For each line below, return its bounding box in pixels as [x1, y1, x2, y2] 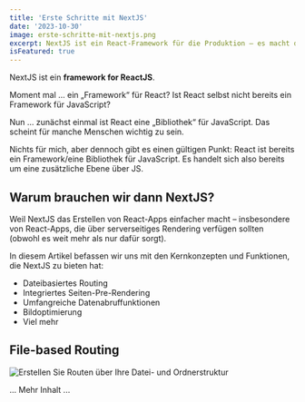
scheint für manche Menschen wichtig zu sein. [9, 126, 184, 137]
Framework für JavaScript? [9, 99, 111, 110]
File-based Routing [9, 342, 120, 358]
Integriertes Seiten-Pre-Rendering [22, 287, 151, 298]
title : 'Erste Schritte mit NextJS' [9, 13, 148, 23]
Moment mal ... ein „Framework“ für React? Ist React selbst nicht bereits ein [9, 90, 292, 101]
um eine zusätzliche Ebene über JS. [9, 163, 143, 174]
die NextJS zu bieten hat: [9, 260, 104, 270]
